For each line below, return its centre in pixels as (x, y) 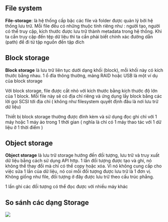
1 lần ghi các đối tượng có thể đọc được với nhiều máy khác (67, 187)
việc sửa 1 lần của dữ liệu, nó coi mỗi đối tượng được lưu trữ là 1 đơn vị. (78, 171)
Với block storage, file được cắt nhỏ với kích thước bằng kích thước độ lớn (81, 91)
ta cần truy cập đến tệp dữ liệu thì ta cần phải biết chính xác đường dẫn (79, 36)
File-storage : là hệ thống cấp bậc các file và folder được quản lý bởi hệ (79, 20)
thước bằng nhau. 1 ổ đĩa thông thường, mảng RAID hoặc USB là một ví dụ (81, 75)
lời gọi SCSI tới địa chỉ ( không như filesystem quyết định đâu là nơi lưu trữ (82, 101)
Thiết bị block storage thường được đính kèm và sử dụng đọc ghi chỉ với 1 (81, 116)
